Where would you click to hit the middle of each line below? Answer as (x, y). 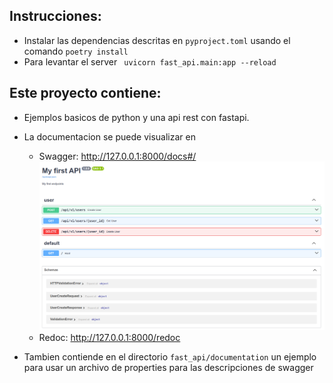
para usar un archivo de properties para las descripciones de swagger (168, 368)
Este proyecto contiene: (85, 93)
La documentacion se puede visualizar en (109, 136)
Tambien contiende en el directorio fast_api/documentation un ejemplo (170, 357)
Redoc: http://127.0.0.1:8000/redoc (109, 338)
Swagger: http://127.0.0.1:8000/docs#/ (117, 156)
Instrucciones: (55, 16)
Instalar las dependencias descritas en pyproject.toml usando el (157, 40)
